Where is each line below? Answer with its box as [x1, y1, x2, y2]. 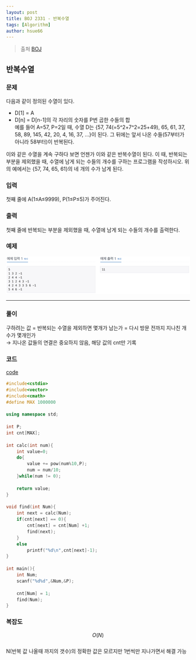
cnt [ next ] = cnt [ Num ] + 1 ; [27, 522, 90, 528]
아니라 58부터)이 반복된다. [14, 138, 75, 145]
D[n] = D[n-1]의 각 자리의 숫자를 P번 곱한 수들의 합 [14, 116, 130, 123]
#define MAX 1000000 [6, 399, 57, 405]
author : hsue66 [6, 28, 43, 34]
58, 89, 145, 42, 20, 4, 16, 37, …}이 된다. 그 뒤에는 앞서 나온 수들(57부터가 [14, 130, 185, 137]
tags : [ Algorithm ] [6, 22, 51, 27]
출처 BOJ [20, 46, 42, 53]
